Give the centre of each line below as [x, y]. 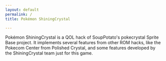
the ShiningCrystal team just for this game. [49, 53]
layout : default [22, 10]
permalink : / [19, 14]
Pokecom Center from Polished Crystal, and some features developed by [80, 48]
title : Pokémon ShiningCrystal [38, 19]
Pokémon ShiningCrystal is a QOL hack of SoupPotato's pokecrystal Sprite [82, 37]
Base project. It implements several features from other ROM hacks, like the [83, 43]
